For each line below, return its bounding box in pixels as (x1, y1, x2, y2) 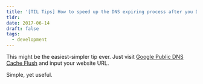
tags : (6, 31, 20, 37)
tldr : (6, 14, 20, 20)
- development (11, 37, 47, 43)
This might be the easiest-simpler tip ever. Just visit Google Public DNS (6, 53, 184, 60)
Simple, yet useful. (6, 71, 53, 78)
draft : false (6, 25, 39, 32)
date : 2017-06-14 (6, 20, 50, 26)
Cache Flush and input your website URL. (6, 59, 109, 67)
